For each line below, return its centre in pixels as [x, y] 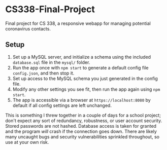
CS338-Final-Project [50, 9]
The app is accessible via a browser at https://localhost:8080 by [81, 100]
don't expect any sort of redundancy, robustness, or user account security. [84, 121]
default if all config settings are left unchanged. [62, 105]
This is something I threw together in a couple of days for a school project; [83, 115]
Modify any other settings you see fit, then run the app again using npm [86, 89]
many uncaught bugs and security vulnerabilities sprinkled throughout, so [82, 137]
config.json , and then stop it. [43, 73]
